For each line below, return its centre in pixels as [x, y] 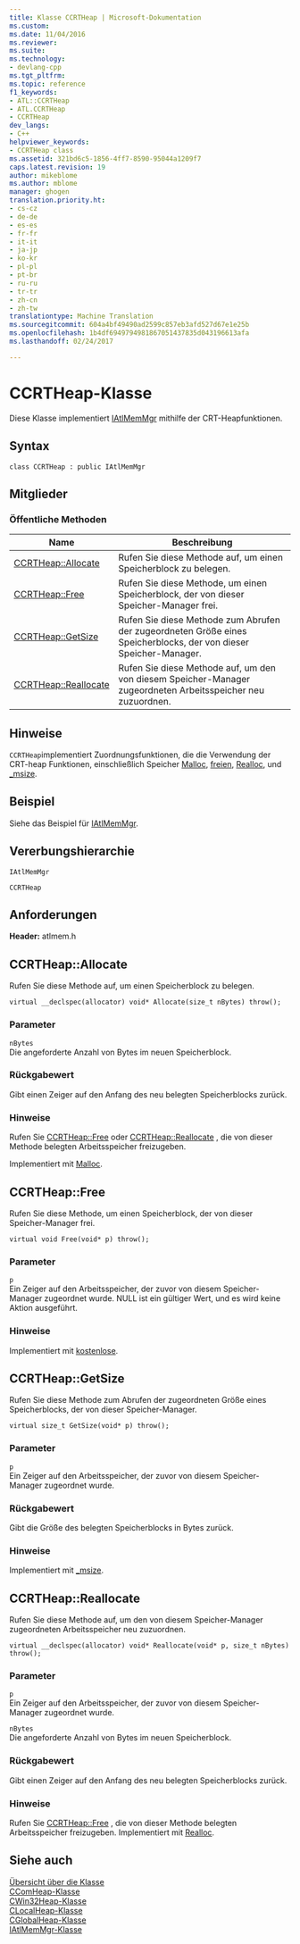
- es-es [24, 225]
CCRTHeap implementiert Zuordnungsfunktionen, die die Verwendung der [140, 755]
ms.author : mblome [43, 184]
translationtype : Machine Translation [81, 317]
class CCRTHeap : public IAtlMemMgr [77, 467]
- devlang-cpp [36, 68]
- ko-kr [24, 259]
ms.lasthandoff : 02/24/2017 [62, 341]
